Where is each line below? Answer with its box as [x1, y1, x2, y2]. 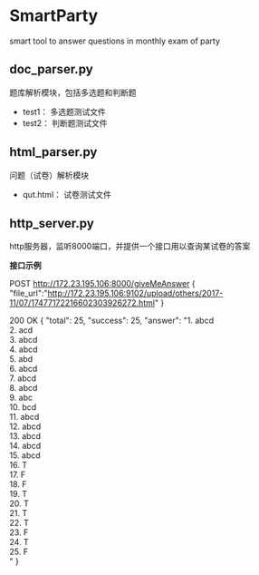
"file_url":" [9, 287, 48, 299]
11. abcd [9, 412, 40, 423]
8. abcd [9, 383, 38, 394]
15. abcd [9, 450, 41, 461]
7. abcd [9, 373, 37, 384]
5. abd [9, 354, 34, 365]
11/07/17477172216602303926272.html [9, 297, 156, 308]
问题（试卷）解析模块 [9, 170, 89, 180]
